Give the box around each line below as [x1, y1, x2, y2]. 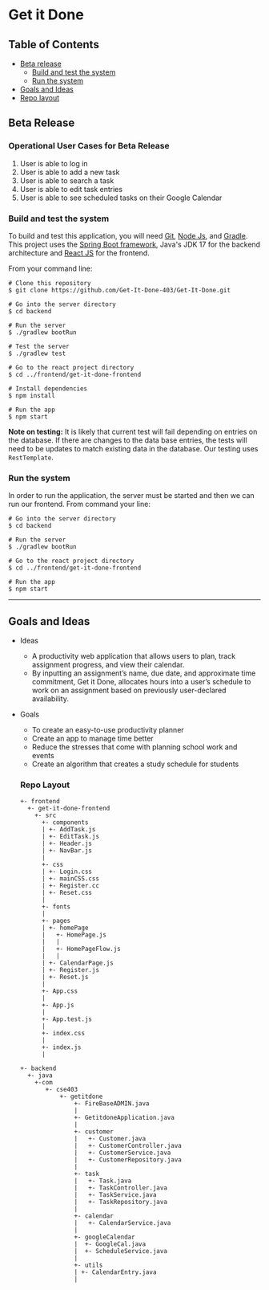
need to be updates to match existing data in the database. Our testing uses [8, 443, 259, 453]
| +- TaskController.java [74, 1184, 168, 1192]
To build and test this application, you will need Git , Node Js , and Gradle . [8, 231, 248, 240]
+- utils [74, 1261, 103, 1270]
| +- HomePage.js [41, 931, 106, 939]
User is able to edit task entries [19, 184, 122, 194]
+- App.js [41, 1002, 74, 1010]
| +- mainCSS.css [41, 875, 100, 883]
